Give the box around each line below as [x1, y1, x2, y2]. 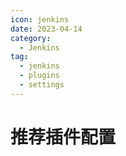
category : [10, 33, 52, 43]
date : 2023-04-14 [10, 24, 83, 34]
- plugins [19, 71, 60, 81]
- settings [19, 80, 65, 90]
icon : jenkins [10, 14, 70, 25]
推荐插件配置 [10, 126, 117, 148]
